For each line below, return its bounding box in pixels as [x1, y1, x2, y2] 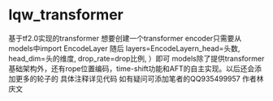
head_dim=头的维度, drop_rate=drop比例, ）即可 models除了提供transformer [8, 53, 265, 63]
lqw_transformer [8, 6, 123, 24]
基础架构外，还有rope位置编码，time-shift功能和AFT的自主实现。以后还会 [8, 63, 255, 74]
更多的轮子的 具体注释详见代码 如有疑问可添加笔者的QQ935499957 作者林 [15, 74, 264, 83]
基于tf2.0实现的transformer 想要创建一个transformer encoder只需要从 [8, 33, 242, 43]
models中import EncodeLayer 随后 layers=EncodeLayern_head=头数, [8, 43, 240, 53]
